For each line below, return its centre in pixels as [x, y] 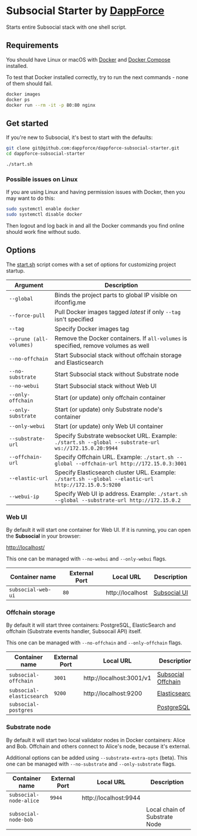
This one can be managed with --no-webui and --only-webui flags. [86, 559]
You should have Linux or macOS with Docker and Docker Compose [88, 59]
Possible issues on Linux [42, 179]
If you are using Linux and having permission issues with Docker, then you [96, 192]
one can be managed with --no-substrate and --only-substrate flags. [91, 764]
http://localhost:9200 [113, 694]
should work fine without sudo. [43, 232]
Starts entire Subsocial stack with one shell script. [67, 27]
